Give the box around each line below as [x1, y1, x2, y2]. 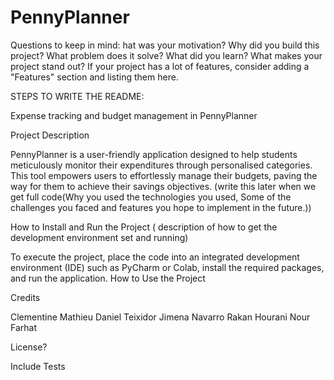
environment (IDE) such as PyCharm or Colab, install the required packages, [10, 261, 325, 273]
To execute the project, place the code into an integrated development [10, 251, 300, 263]
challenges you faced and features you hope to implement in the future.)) [10, 201, 312, 213]
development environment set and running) [10, 231, 189, 243]
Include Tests [10, 360, 66, 372]
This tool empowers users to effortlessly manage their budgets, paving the [10, 169, 318, 181]
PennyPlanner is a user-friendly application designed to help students [10, 148, 298, 160]
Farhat [10, 321, 37, 333]
